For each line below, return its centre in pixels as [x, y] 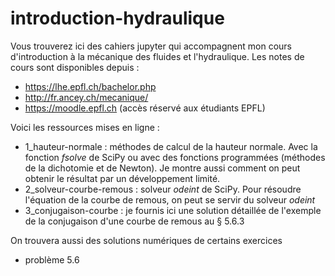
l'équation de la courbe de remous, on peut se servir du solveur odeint [170, 199]
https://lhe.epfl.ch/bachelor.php [90, 86]
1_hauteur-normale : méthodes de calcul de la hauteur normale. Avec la [171, 146]
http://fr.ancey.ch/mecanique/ [86, 97]
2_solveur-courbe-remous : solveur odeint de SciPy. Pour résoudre [163, 189]
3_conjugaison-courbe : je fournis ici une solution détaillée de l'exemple [173, 210]
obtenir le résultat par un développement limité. [122, 178]
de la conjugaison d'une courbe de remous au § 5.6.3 [134, 221]
